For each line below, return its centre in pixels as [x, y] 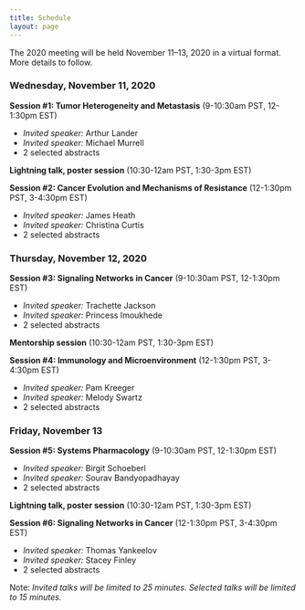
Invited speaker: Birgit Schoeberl [84, 468]
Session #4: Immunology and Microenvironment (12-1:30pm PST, [135, 361]
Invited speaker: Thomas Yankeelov [90, 551]
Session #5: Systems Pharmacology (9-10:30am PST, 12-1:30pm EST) [143, 451]
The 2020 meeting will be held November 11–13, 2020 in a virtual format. [145, 52]
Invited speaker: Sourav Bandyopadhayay [101, 478]
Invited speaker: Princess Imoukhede [92, 315]
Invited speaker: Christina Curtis [83, 225]
